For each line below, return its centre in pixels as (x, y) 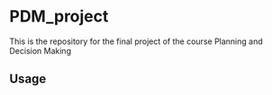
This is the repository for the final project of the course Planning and (136, 41)
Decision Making (41, 50)
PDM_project (59, 17)
